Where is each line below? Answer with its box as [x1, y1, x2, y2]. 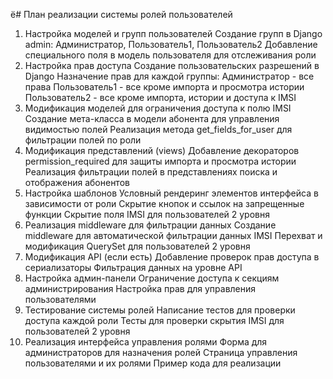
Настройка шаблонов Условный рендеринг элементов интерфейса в [24, 187, 319, 199]
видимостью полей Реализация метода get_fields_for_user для [24, 124, 293, 135]
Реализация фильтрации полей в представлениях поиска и [24, 166, 278, 178]
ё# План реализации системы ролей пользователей [10, 9, 233, 20]
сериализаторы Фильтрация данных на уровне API [24, 262, 243, 273]
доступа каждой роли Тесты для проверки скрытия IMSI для [24, 315, 285, 326]
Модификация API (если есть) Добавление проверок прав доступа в [24, 251, 320, 263]
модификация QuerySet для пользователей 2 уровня [24, 240, 251, 252]
